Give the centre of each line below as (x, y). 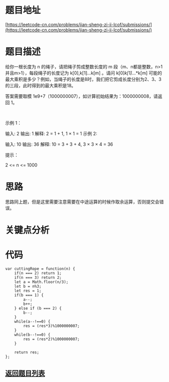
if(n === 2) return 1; (38, 273)
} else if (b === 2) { (38, 308)
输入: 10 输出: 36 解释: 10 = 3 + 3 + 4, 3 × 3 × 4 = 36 (59, 144)
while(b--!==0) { (32, 335)
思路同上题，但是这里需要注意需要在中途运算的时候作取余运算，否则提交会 (82, 202)
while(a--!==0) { (32, 321)
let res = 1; (28, 291)
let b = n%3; (28, 286)
